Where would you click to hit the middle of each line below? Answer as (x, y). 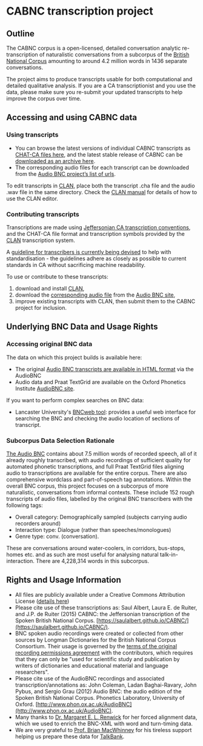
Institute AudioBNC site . (45, 388)
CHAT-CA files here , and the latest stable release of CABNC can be (99, 154)
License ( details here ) (42, 601)
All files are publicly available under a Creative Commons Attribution (100, 594)
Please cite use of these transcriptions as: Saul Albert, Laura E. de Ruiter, (106, 607)
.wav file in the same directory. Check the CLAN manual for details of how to (102, 192)
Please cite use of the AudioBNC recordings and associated (90, 678)
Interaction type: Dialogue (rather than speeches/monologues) (93, 529)
